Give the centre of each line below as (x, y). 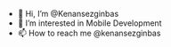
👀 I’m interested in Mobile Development (90, 23)
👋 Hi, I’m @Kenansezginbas (68, 14)
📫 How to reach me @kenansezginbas (89, 33)
